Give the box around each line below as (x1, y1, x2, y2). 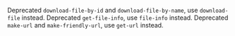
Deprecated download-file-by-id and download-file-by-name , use (7, 6, 198, 14)
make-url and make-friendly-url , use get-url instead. (7, 21, 164, 29)
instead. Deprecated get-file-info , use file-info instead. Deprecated (21, 13, 229, 22)
